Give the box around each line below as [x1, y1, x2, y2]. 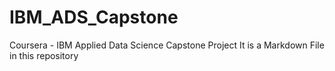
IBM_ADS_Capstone [9, 6, 179, 29]
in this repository [9, 49, 79, 61]
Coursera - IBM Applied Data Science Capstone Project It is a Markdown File [9, 39, 325, 51]
